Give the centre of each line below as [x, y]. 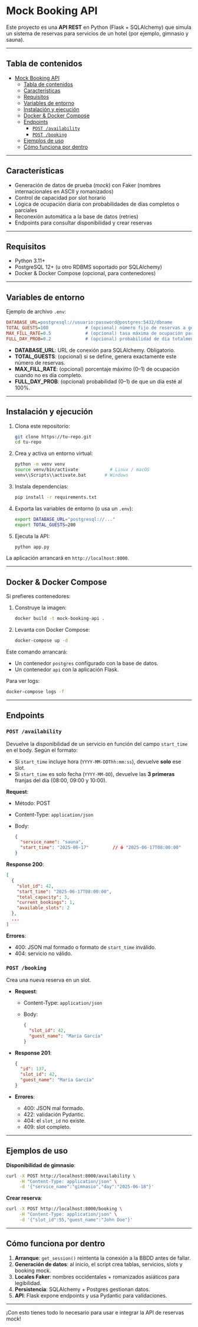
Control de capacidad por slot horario [60, 197]
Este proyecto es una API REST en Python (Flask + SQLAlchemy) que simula [99, 27]
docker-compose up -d [41, 641]
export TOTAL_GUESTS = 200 [45, 525]
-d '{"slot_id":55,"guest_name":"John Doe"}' [76, 1220]
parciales [26, 210]
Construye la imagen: [40, 608]
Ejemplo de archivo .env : [36, 312]
